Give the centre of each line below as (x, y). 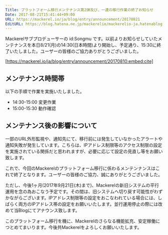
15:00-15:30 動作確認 (34, 108)
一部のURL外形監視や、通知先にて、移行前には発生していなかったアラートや (84, 139)
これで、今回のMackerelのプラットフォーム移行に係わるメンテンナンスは (80, 168)
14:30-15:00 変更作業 (34, 102)
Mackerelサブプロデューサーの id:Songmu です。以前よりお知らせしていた (81, 39)
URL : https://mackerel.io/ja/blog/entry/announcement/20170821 (73, 19)
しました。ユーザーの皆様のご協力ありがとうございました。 (80, 51)
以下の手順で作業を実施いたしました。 (45, 91)
